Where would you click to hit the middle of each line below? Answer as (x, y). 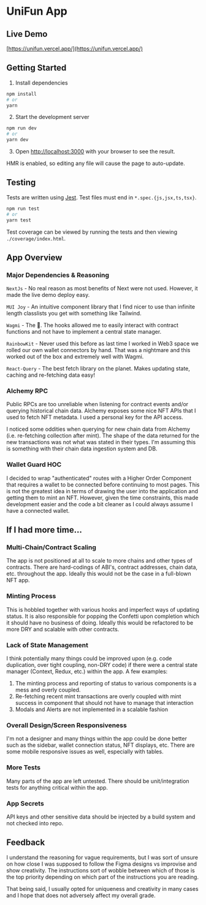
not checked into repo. (35, 823)
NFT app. (18, 580)
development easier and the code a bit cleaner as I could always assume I (100, 504)
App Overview (34, 257)
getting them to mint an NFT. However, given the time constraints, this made (102, 498)
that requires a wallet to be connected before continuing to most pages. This (103, 484)
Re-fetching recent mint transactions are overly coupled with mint (98, 696)
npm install (21, 94)
